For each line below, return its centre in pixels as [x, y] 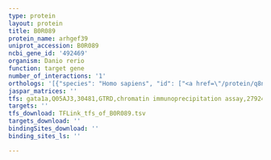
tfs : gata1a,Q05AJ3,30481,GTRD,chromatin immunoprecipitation [115, 99]
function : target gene [46, 69]
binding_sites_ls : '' [45, 136]
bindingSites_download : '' [54, 128]
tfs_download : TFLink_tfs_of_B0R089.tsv [77, 114]
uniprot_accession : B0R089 [54, 46]
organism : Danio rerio [46, 61]
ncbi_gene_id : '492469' [48, 53]
